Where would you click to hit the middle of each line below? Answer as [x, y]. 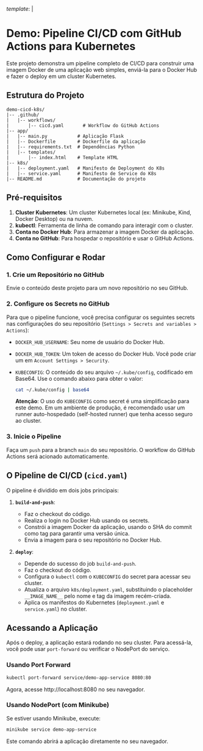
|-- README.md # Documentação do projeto [76, 179]
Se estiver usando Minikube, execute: [53, 718]
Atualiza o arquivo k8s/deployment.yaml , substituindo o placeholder [109, 589]
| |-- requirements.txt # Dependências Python [71, 147]
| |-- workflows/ [31, 120]
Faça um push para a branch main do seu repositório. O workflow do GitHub [101, 450]
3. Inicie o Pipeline [34, 437]
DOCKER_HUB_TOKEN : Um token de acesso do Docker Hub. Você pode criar [105, 354]
